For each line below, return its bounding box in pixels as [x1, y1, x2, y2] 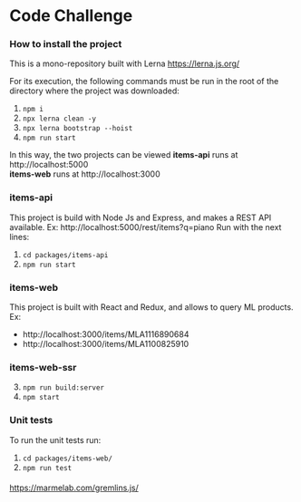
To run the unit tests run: [9, 434, 102, 445]
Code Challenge [9, 5, 133, 26]
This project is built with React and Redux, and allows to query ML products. [9, 302, 294, 313]
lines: [9, 231, 30, 242]
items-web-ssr [9, 362, 77, 373]
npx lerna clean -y [22, 114, 97, 123]
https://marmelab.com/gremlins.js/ [9, 482, 139, 494]
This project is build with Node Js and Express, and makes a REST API [9, 212, 272, 223]
